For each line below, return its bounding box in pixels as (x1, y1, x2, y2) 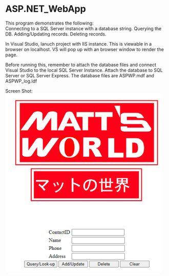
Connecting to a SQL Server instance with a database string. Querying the (5, 25, 162, 31)
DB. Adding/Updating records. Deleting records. (5, 31, 107, 37)
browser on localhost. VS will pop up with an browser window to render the (5, 46, 164, 52)
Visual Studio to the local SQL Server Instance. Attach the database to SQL (5, 67, 163, 73)
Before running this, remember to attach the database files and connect (5, 61, 157, 68)
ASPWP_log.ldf (5, 78, 37, 84)
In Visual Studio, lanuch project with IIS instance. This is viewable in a (5, 40, 152, 47)
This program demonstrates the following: (5, 20, 94, 26)
